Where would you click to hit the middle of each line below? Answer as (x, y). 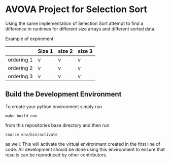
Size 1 (45, 51)
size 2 (65, 51)
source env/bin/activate (31, 135)
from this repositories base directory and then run (57, 125)
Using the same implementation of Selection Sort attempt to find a (74, 23)
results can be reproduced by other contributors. (56, 155)
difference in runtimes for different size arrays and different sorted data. (80, 28)
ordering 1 (20, 59)
